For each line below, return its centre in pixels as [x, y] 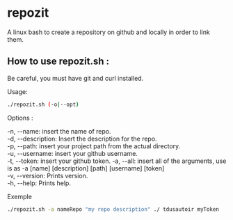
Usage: [17, 91]
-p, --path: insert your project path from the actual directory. [94, 146]
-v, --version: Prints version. [48, 175]
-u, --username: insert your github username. [72, 153]
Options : [20, 118]
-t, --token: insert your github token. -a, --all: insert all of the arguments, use [117, 161]
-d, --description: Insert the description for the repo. [82, 139]
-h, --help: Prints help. [39, 183]
